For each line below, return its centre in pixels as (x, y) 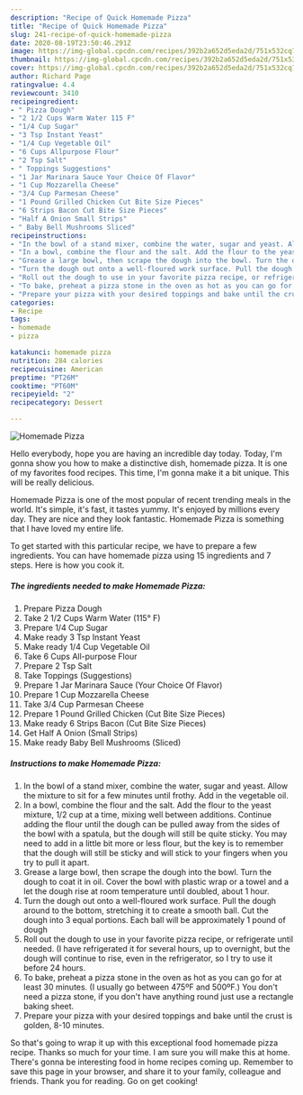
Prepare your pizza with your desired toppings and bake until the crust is (158, 1016)
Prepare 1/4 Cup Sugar (66, 627)
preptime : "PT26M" (45, 378)
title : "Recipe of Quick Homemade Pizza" (89, 26)
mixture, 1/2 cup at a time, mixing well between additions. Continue (147, 814)
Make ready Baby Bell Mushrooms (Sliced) (102, 742)
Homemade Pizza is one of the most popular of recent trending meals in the (151, 500)
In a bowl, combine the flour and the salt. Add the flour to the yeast (147, 805)
